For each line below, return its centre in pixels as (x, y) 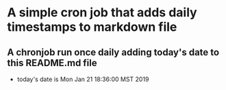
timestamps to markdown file (92, 27)
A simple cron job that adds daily (102, 13)
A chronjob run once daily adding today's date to (113, 52)
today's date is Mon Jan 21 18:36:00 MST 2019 (83, 79)
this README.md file (52, 63)
